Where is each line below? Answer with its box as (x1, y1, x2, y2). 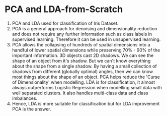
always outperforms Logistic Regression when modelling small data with (12, 84, 162, 90)
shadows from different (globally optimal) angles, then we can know (12, 68, 153, 74)
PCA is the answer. (12, 106, 51, 112)
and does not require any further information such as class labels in (12, 31, 152, 37)
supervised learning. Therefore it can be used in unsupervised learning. (12, 36, 161, 42)
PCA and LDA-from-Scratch (5, 4, 123, 15)
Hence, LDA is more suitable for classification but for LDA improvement (12, 100, 160, 106)
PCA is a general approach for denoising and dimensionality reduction (12, 25, 157, 31)
